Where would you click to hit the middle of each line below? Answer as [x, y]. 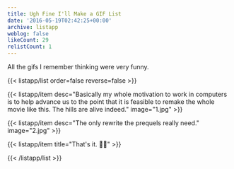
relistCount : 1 [30, 47]
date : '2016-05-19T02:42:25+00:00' [60, 21]
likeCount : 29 [28, 40]
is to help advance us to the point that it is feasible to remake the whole [111, 102]
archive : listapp [33, 27]
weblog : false [28, 34]
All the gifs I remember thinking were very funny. [78, 67]
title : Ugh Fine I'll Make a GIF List [64, 14]
